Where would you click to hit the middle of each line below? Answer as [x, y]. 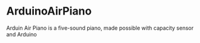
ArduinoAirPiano [49, 11]
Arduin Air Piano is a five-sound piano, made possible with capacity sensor [100, 28]
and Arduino [22, 34]
